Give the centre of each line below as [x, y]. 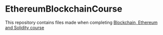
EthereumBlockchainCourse [64, 9]
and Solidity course [25, 27]
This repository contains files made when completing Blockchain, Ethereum [81, 22]
